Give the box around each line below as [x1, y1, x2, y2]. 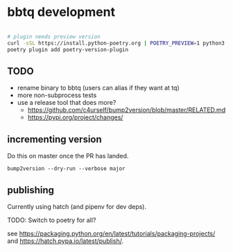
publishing [7, 184, 54, 196]
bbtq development [7, 4, 116, 20]
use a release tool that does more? [17, 99, 116, 107]
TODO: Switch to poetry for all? [7, 216, 96, 224]
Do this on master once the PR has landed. [7, 152, 129, 160]
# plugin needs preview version [7, 33, 101, 40]
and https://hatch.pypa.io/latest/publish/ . [7, 237, 123, 245]
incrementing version [7, 133, 102, 145]
